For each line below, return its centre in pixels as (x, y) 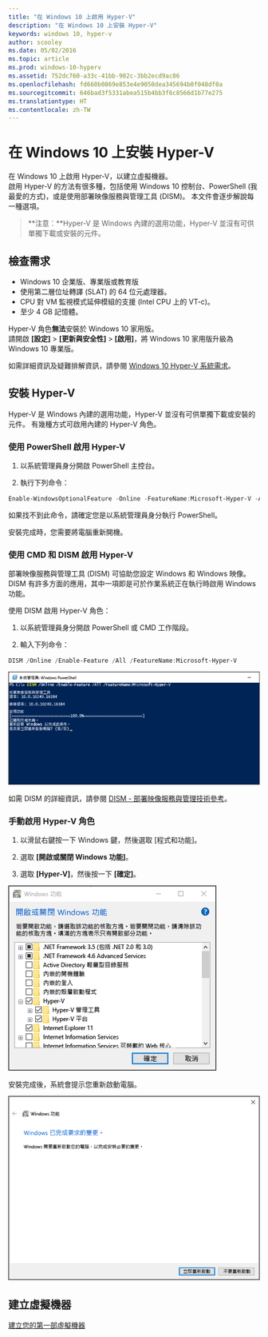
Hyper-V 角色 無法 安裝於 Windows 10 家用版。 (83, 329)
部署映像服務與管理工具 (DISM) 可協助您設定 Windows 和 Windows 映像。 (130, 574)
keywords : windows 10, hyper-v (60, 34)
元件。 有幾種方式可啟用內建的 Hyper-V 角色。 (85, 424)
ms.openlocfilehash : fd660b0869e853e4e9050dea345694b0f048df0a (116, 84)
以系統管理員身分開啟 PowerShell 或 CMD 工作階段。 (106, 628)
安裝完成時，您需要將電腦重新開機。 (68, 532)
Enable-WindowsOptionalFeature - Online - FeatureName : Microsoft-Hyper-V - (134, 499)
